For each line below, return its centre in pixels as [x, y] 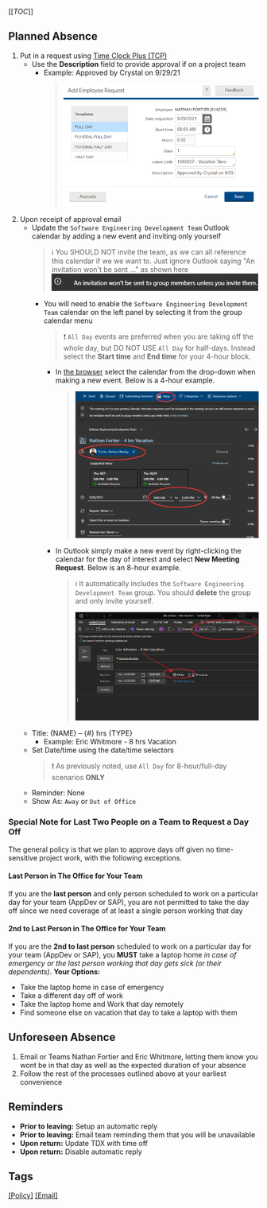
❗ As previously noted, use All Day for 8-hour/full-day [139, 766]
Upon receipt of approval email [70, 219]
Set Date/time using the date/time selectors [103, 750]
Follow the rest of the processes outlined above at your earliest [123, 1074]
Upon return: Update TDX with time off [84, 1143]
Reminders [36, 1107]
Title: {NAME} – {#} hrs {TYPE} [82, 733]
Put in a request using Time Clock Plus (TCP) [93, 56]
